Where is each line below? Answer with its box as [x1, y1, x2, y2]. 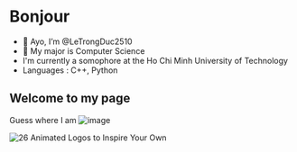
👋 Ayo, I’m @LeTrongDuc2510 [22, 36, 133, 47]
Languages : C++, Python [22, 65, 118, 76]
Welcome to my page [9, 91, 131, 106]
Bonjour [9, 6, 70, 27]
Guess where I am [9, 114, 77, 125]
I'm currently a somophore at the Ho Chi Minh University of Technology [22, 55, 289, 66]
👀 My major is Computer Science [22, 45, 145, 56]
